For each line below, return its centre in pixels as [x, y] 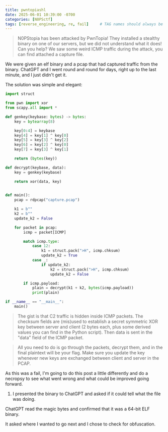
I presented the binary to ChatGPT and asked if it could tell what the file [87, 394]
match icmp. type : [41, 241]
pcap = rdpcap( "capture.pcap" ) [47, 200]
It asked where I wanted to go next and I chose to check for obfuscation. [80, 424]
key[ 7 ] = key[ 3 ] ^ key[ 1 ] [41, 149]
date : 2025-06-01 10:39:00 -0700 [40, 15]
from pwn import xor [27, 103]
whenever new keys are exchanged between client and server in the [88, 358]
